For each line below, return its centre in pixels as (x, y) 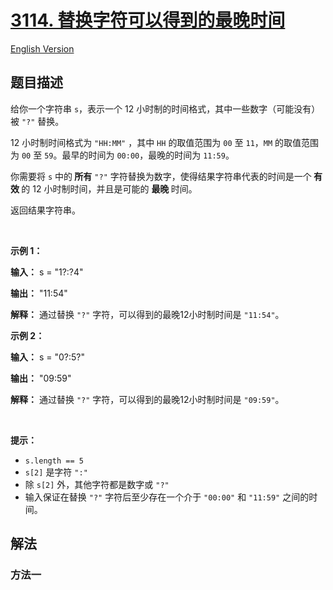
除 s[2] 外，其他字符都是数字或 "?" (97, 484)
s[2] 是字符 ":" (56, 472)
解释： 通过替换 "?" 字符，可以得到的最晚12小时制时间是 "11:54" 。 (147, 314)
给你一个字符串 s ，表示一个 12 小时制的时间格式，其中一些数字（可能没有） (165, 108)
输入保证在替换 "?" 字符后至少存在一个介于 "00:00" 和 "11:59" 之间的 (167, 497)
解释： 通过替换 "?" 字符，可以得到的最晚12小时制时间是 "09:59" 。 (147, 399)
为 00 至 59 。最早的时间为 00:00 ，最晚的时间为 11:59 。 (122, 155)
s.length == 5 (54, 461)
